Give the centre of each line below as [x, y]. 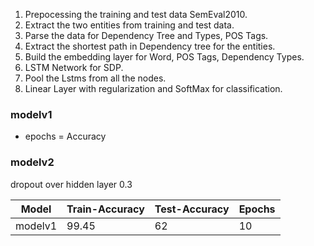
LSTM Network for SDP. [74, 67]
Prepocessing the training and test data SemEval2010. [136, 14]
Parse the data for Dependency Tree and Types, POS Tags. [146, 35]
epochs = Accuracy [65, 136]
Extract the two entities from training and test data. [129, 25]
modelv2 [32, 162]
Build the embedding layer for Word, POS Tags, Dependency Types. [164, 57]
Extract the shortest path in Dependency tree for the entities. [150, 46]
